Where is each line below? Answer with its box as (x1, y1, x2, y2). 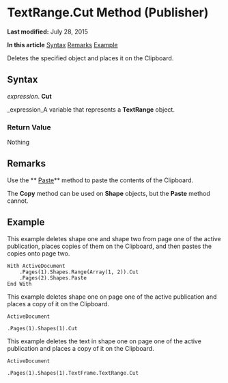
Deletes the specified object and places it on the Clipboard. (7, 53, 174, 62)
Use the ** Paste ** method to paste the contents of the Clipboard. (7, 176, 194, 184)
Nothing (7, 138, 30, 147)
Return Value (7, 122, 51, 132)
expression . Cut (7, 92, 53, 100)
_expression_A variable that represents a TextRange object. (7, 105, 175, 114)
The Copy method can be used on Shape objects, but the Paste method (7, 189, 210, 197)
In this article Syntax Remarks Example (7, 40, 118, 49)
